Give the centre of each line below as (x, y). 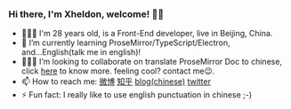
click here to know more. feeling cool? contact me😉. (118, 71)
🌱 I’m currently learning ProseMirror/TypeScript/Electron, (125, 43)
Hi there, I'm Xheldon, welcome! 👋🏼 (86, 14)
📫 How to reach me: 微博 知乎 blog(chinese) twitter (116, 82)
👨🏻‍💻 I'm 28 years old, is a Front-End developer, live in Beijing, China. (147, 34)
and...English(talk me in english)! (81, 52)
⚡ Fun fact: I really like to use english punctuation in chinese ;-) (137, 95)
